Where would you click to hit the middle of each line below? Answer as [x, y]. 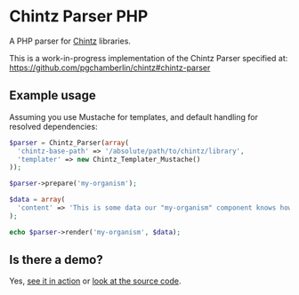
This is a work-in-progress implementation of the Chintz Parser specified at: [149, 58]
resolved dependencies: [53, 126]
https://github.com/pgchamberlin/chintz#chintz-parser [110, 68]
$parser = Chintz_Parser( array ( [69, 143]
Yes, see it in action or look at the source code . [95, 281]
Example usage [53, 96]
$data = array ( [37, 200]
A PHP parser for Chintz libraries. [70, 41]
